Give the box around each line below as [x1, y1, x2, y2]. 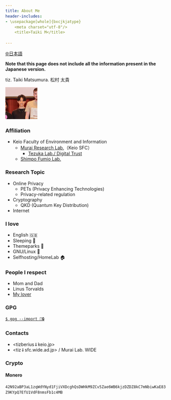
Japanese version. [5, 66, 46, 72]
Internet [12, 207, 30, 214]
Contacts [5, 330, 29, 337]
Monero [5, 372, 23, 378]
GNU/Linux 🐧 [12, 248, 40, 254]
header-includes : [5, 13, 42, 19]
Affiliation [5, 127, 31, 134]
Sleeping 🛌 [12, 238, 36, 244]
